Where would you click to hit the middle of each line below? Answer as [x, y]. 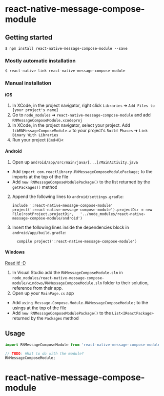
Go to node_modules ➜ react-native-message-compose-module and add [82, 115]
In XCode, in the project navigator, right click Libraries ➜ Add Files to [83, 105]
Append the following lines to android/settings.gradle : [68, 197]
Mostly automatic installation [41, 60]
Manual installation [28, 83]
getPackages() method [35, 187]
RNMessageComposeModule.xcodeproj [47, 120]
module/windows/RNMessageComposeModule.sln [57, 283]
